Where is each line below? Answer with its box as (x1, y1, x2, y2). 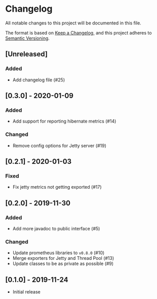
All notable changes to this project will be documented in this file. (5, 20, 142, 26)
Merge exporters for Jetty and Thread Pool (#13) (12, 255, 114, 261)
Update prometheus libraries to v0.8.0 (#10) (12, 250, 105, 256)
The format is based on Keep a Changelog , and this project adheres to (5, 29, 152, 36)
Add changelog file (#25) (12, 77, 65, 83)
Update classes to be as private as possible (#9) (12, 260, 114, 267)
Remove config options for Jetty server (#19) (12, 142, 106, 148)
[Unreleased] (5, 50, 48, 58)
